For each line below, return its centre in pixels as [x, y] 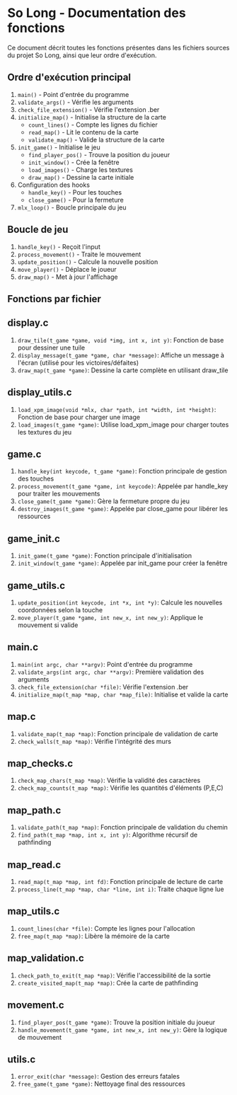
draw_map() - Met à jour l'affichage [68, 277]
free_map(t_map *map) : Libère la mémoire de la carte [93, 936]
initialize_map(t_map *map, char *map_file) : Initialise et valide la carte [123, 694]
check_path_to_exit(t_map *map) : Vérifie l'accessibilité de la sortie [114, 975]
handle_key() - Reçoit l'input [59, 246]
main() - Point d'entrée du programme [73, 94]
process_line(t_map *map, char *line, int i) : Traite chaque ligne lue [121, 889]
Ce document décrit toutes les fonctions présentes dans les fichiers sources [118, 47]
